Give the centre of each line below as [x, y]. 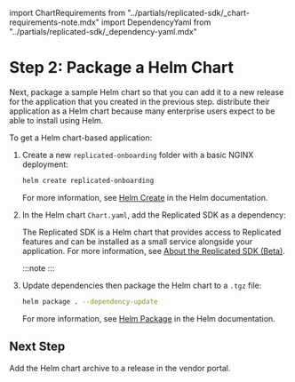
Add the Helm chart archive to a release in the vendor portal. [120, 368]
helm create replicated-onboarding [88, 180]
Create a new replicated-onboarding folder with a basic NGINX [138, 155]
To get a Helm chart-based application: [81, 138]
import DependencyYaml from [156, 22]
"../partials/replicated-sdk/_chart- [189, 13]
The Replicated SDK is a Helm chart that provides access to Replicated [151, 232]
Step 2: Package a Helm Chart [121, 68]
